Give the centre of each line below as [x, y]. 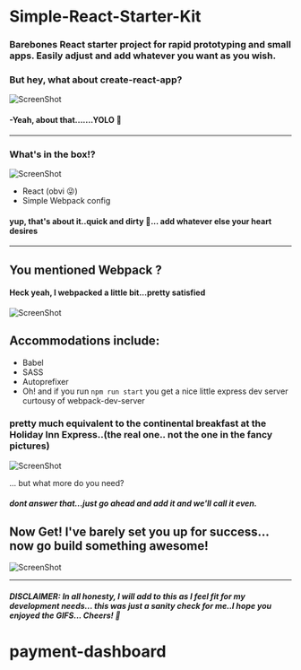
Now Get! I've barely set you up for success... [139, 531]
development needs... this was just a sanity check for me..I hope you [141, 605]
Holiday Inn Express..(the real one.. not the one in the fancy [141, 435]
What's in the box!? [52, 154]
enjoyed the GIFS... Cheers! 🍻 [65, 615]
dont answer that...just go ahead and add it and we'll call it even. [133, 503]
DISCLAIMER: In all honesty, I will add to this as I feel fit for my [128, 596]
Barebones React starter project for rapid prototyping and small [150, 45]
